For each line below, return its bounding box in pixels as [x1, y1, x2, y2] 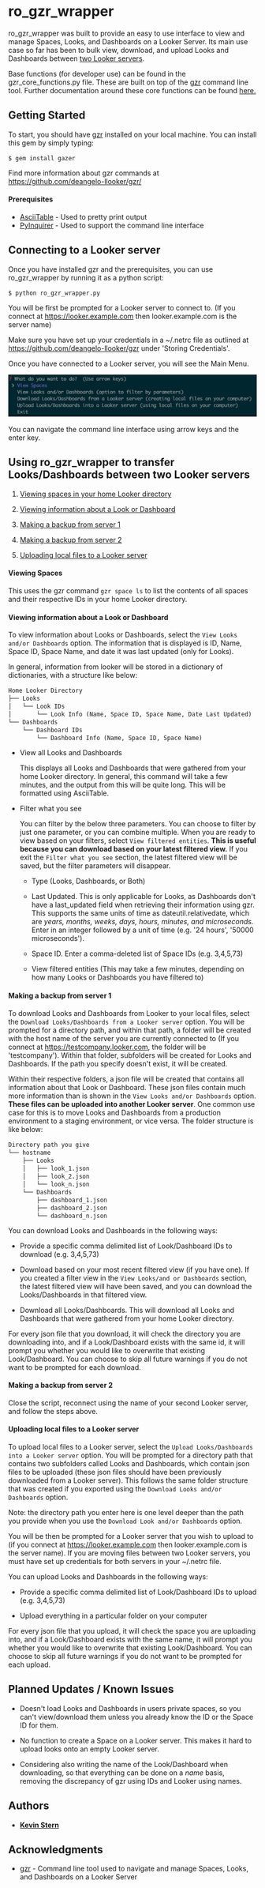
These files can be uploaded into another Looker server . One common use [8, 1099, 256, 1108]
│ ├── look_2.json [22, 1172, 90, 1180]
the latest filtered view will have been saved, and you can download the [19, 1281, 252, 1291]
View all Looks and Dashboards [19, 748, 122, 758]
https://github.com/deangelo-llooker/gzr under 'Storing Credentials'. [8, 343, 230, 353]
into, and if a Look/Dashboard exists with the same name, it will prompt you [8, 1634, 252, 1644]
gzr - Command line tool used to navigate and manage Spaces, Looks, [19, 1864, 248, 1874]
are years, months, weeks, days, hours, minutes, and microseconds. [31, 917, 254, 927]
